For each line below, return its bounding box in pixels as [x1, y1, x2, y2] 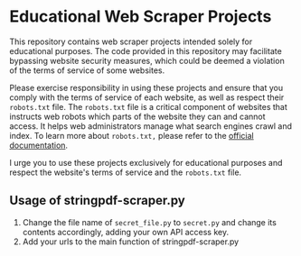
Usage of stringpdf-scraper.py [9, 193, 185, 208]
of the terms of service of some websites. [9, 65, 165, 76]
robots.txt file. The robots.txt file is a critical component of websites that [9, 101, 287, 112]
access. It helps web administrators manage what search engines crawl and [9, 120, 292, 132]
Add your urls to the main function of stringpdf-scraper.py [22, 236, 240, 247]
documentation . [9, 140, 69, 151]
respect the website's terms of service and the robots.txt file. [9, 167, 242, 178]
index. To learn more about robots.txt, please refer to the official [9, 130, 255, 141]
